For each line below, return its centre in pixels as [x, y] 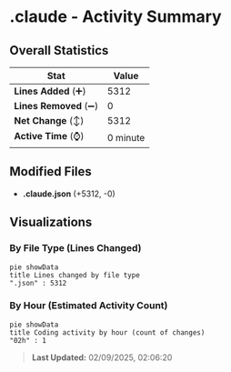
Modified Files [51, 171]
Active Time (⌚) [49, 136]
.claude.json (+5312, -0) [69, 194]
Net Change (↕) [49, 121]
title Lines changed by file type [75, 275]
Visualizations [51, 222]
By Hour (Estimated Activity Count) [89, 306]
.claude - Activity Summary [115, 17]
